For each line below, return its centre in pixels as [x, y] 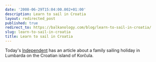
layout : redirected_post [30, 18]
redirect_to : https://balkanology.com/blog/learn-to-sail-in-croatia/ [78, 28]
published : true [21, 23]
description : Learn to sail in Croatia [46, 14]
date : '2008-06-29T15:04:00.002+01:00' [46, 9]
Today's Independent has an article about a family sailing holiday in [73, 50]
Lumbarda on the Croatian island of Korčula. [49, 55]
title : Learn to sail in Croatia [39, 37]
